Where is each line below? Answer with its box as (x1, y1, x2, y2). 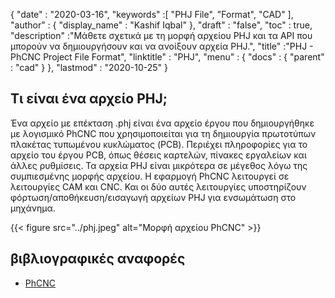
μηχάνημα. (10, 202, 56, 214)
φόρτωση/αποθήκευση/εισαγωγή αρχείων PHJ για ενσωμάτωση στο (10, 191, 297, 203)
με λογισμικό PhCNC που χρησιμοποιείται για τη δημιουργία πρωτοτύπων (10, 127, 317, 139)
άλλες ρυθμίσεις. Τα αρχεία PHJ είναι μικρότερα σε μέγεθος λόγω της (10, 159, 308, 171)
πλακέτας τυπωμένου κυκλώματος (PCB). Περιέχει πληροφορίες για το (10, 138, 308, 150)
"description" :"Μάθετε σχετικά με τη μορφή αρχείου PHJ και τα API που (10, 30, 313, 41)
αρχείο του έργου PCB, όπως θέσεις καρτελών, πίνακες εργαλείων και (10, 149, 307, 161)
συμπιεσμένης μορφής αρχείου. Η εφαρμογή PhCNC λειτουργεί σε (10, 170, 290, 182)
